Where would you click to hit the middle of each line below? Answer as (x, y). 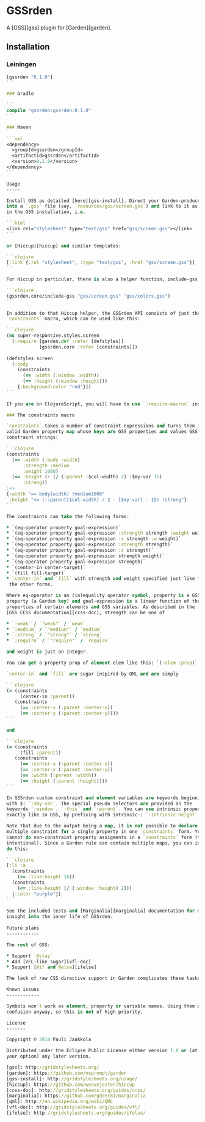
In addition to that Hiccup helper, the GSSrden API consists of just (98, 313)
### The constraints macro (41, 415)
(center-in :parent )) (47, 696)
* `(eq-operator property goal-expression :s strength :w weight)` (94, 539)
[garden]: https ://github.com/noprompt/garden (67, 1073)
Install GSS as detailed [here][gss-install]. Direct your (83, 201)
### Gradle (20, 94)
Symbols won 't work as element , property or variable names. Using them (101, 1006)
